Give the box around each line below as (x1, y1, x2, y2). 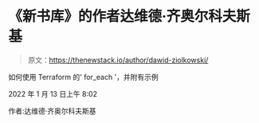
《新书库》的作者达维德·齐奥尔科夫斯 (8, 7, 251, 26)
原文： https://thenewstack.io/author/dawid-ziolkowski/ (27, 55, 209, 65)
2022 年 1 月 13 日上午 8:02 (8, 89, 98, 98)
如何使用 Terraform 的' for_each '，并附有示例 (8, 72, 159, 81)
